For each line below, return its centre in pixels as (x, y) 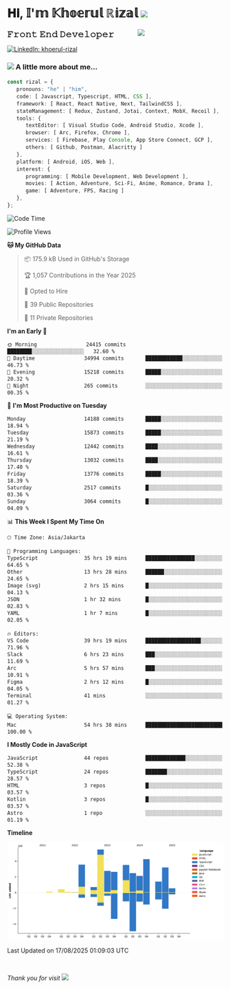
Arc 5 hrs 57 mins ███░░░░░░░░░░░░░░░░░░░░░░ (115, 668)
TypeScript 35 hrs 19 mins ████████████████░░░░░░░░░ (115, 558)
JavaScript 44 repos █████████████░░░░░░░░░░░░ (115, 758)
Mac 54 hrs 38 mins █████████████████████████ (115, 725)
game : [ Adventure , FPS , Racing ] (75, 191)
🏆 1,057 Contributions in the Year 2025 (80, 275)
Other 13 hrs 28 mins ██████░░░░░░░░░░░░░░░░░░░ (115, 572)
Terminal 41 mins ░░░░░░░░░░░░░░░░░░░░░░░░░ (115, 695)
